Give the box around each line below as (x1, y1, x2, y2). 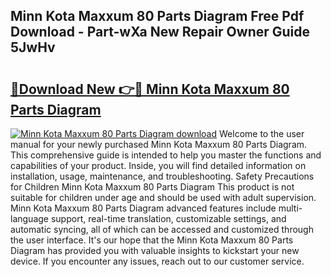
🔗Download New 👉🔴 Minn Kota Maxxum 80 (10, 80, 290, 98)
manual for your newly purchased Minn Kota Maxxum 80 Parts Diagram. (10, 139, 308, 150)
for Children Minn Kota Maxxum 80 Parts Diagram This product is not (10, 181, 295, 193)
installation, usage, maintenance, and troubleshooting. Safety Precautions (10, 170, 315, 182)
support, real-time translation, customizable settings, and (50, 213, 287, 224)
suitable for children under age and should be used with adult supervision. (10, 192, 317, 203)
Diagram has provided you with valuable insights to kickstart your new (10, 245, 300, 256)
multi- (278, 202, 303, 214)
